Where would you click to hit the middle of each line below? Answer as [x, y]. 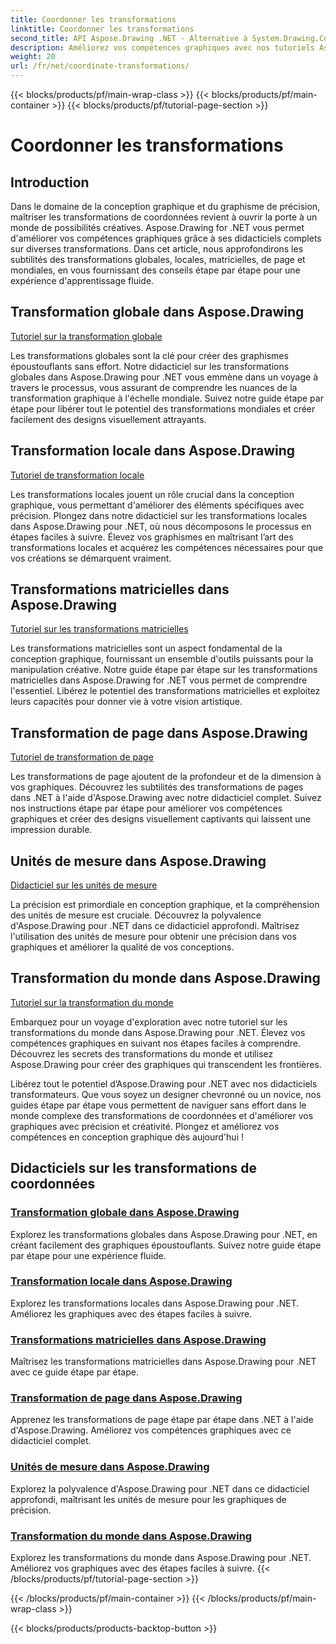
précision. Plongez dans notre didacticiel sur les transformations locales [159, 515]
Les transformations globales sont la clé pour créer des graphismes [149, 355]
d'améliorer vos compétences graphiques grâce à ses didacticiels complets [166, 238]
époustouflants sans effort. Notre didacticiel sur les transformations [150, 366]
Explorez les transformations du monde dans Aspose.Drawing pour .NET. [161, 1558]
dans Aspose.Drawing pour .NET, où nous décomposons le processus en [161, 526]
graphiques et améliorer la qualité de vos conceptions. [122, 947]
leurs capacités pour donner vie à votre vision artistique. [126, 702]
